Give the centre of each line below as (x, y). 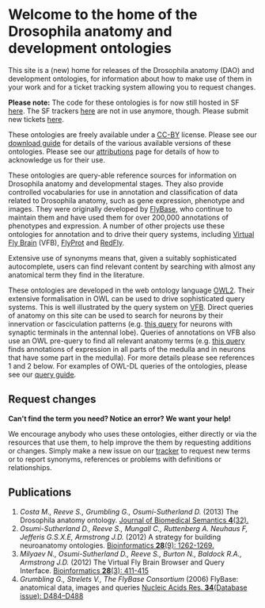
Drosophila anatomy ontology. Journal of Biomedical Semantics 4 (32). (134, 520)
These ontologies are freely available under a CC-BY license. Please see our (132, 134)
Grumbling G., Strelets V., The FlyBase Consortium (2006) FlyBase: (129, 579)
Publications (40, 493)
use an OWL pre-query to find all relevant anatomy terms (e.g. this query (127, 340)
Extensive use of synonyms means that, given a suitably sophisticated (123, 258)
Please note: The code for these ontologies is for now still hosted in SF (124, 102)
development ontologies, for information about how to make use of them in (130, 78)
